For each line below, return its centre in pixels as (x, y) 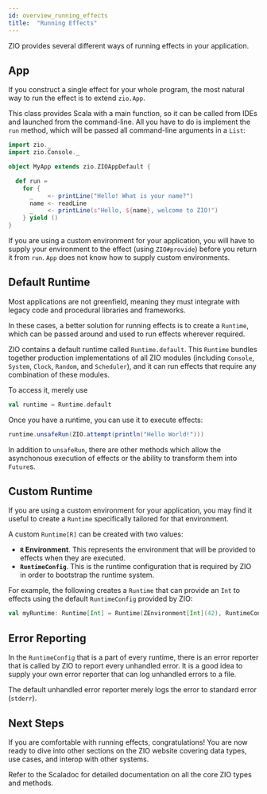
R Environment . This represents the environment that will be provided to (137, 550)
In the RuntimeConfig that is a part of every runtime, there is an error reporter (133, 657)
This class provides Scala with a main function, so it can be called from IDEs (133, 114)
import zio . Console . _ (44, 153)
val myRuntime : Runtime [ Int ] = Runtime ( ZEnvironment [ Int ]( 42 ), (115, 614)
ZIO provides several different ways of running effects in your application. (129, 45)
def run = (31, 181)
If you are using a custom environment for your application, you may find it (130, 510)
